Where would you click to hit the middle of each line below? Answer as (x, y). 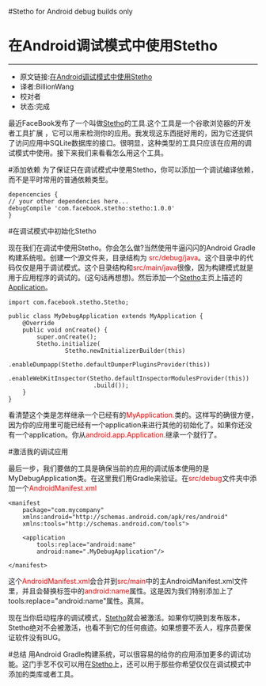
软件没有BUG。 (40, 637)
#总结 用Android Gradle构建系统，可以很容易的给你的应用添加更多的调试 (126, 654)
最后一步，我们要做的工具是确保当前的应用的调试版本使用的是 (109, 468)
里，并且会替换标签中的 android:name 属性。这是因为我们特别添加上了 (121, 591)
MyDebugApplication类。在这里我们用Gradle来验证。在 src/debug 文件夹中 (129, 478)
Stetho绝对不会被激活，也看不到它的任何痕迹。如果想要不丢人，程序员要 (126, 627)
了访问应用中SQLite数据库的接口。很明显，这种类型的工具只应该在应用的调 (130, 142)
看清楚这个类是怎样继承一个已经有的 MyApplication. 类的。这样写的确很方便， (133, 415)
